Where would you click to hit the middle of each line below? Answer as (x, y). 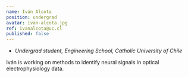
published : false (28, 34)
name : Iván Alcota (29, 12)
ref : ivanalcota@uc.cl (34, 28)
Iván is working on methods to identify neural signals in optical (83, 63)
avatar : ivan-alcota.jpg (37, 23)
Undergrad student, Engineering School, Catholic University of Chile (98, 51)
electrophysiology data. (35, 68)
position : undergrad (32, 17)
